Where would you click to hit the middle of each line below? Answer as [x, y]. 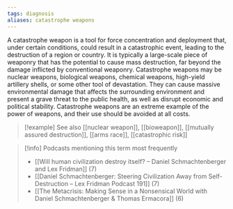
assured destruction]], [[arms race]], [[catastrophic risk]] [106, 134]
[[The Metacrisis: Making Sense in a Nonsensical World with [121, 191]
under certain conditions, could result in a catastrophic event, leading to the [116, 47]
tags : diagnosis [31, 14]
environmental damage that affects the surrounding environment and [106, 92]
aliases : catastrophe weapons [51, 20]
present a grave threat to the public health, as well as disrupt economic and [115, 99]
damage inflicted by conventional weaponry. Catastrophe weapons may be [115, 69]
